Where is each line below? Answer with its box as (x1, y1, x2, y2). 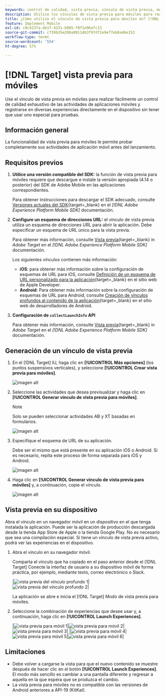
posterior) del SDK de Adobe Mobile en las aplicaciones (12, 182, 125, 188)
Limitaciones (5, 648, 46, 656)
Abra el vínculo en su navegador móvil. (12, 549, 91, 555)
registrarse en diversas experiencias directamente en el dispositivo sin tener (5, 106, 160, 112)
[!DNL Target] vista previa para (5, 69, 134, 80)
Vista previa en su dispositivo (5, 506, 98, 514)
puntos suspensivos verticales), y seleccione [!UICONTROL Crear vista (12, 365, 157, 370)
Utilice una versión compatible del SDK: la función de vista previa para (12, 172, 157, 178)
